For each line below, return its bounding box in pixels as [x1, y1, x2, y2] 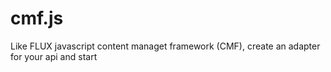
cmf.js [10, 7, 64, 30]
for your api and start [10, 50, 98, 62]
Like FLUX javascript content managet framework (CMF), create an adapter [10, 40, 321, 52]
